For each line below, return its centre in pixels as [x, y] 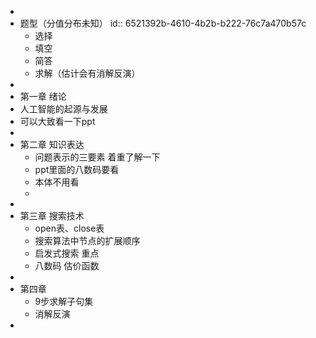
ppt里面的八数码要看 [77, 169]
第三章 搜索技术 [52, 215]
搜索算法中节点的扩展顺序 [87, 240]
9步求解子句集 [64, 301]
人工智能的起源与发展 [63, 109]
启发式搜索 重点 [67, 253]
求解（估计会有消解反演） [87, 73]
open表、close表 [69, 228]
